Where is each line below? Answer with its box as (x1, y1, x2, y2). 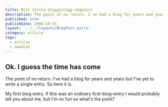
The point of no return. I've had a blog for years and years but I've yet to (5, 76, 154, 82)
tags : (5, 35, 16, 40)
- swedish (9, 44, 30, 49)
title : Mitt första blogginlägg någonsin (5, 7, 93, 12)
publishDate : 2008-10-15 (5, 21, 57, 26)
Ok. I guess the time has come (5, 63, 101, 71)
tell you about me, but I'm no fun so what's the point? (5, 96, 115, 102)
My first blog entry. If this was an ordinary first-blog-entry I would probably (5, 91, 160, 97)
